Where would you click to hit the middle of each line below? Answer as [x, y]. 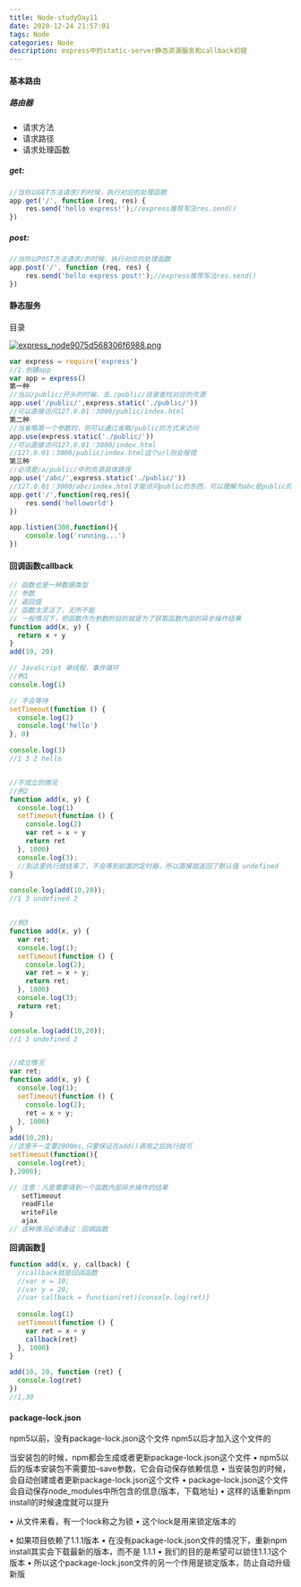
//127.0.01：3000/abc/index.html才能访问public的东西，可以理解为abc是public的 [151, 486]
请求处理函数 [46, 150]
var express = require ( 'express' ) [74, 361]
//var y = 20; [43, 1289]
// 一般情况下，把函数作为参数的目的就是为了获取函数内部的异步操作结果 [125, 618]
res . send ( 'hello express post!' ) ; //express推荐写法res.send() [141, 276]
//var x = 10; [43, 1281]
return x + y [42, 635]
